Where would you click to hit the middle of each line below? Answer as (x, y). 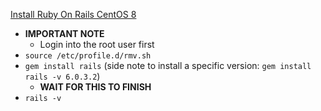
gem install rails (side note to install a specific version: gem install (168, 65)
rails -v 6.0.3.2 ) (62, 76)
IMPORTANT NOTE (64, 33)
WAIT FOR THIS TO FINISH (95, 87)
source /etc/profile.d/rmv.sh (88, 56)
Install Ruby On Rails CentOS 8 (73, 14)
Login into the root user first (97, 44)
